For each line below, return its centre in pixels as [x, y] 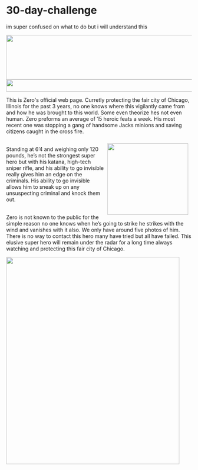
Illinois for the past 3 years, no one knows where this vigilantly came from [95, 106]
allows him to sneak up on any [43, 186]
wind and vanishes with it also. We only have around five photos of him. [93, 230]
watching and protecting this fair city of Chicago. [65, 249]
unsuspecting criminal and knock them [53, 193]
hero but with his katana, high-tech [49, 162]
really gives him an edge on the [44, 174]
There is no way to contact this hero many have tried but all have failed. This [99, 236]
